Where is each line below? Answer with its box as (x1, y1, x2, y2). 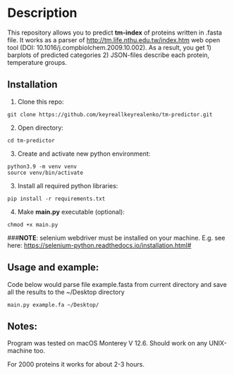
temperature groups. (7, 58, 68, 66)
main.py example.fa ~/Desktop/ (7, 301, 99, 308)
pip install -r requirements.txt (7, 195, 106, 202)
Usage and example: (7, 262, 99, 273)
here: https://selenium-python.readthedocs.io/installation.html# (7, 241, 192, 250)
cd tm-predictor (7, 137, 55, 144)
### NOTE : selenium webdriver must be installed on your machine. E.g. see (7, 233, 226, 242)
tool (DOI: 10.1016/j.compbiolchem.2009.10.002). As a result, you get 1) (7, 43, 211, 51)
